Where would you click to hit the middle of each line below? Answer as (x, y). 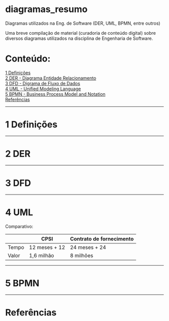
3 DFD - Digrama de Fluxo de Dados (43, 83)
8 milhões (82, 255)
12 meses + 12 (47, 247)
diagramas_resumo (47, 9)
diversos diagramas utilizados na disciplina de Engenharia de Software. (79, 38)
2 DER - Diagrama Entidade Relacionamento (51, 78)
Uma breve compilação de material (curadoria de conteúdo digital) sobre (80, 33)
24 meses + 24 (88, 247)
